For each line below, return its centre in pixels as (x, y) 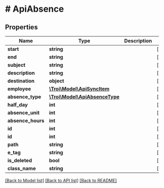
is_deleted (20, 160)
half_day (18, 105)
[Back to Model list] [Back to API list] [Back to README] (61, 180)
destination (21, 81)
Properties (21, 27)
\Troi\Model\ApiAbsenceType (84, 97)
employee (19, 89)
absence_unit (24, 113)
